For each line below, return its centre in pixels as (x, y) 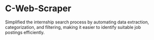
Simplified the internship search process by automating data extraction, (77, 22)
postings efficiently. (25, 32)
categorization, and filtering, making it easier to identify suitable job (73, 27)
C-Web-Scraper (38, 9)
